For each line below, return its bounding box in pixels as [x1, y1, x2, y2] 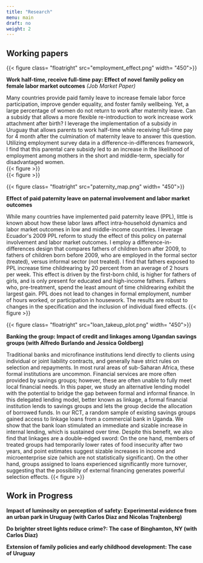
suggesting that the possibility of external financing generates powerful [6, 467, 185, 474]
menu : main [6, 15, 34, 21]
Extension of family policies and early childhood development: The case [6, 543, 192, 550]
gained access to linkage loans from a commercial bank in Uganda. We [6, 415, 184, 423]
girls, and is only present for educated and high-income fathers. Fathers [6, 277, 187, 285]
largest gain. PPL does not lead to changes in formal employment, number [6, 290, 191, 297]
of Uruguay [6, 549, 36, 557]
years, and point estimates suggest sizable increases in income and [6, 447, 176, 455]
